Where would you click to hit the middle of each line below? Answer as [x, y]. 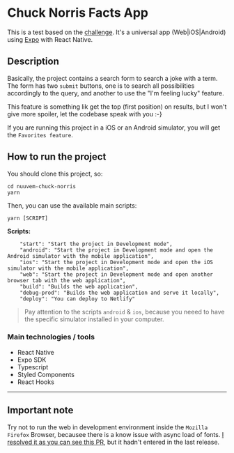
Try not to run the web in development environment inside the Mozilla [108, 427]
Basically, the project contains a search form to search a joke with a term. [112, 78]
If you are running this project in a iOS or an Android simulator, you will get [114, 128]
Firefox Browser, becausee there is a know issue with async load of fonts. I [116, 434]
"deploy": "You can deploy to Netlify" [78, 299]
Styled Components [46, 374]
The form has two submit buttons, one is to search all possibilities [101, 86]
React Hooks [36, 382]
